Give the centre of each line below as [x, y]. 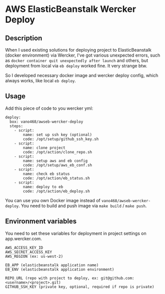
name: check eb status [46, 174]
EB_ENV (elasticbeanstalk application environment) [60, 269]
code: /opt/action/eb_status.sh [57, 178]
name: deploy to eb [43, 187]
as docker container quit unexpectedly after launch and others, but [77, 60]
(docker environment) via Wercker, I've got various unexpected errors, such [83, 55]
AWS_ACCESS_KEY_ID [24, 248]
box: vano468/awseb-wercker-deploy [46, 122]
